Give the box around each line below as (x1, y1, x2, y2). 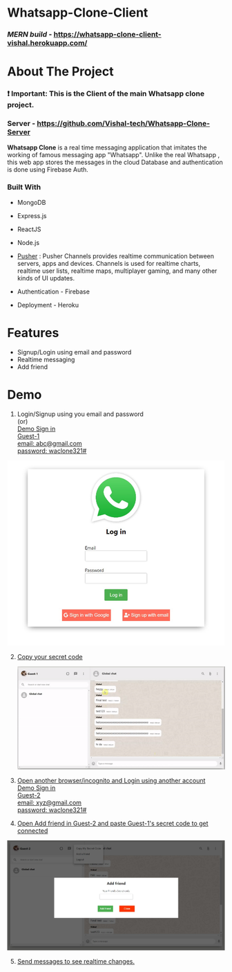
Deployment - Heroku (17, 300, 79, 309)
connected (17, 827, 48, 835)
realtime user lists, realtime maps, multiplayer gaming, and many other (17, 267, 217, 275)
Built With (7, 182, 41, 192)
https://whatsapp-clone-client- (53, 30, 162, 39)
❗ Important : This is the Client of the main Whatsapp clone (7, 89, 205, 98)
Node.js (17, 238, 40, 246)
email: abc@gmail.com (17, 439, 82, 447)
